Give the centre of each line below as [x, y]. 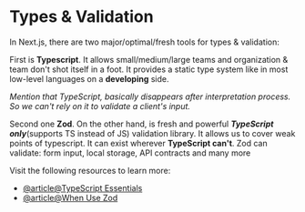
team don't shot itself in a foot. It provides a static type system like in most [149, 69]
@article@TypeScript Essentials [82, 187]
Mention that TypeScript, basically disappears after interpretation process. [150, 96]
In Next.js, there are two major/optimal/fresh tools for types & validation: [144, 42]
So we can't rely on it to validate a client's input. [100, 106]
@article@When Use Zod [70, 197]
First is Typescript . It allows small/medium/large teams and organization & [149, 59]
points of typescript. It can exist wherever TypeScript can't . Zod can [138, 143]
